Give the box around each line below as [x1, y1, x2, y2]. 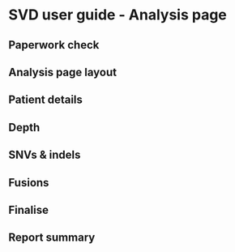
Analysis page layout [8, 65, 117, 79]
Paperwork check [8, 38, 100, 52]
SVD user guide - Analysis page [8, 6, 227, 24]
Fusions [8, 176, 49, 190]
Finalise [8, 203, 49, 216]
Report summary [8, 231, 96, 245]
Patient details [8, 93, 83, 107]
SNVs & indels [8, 148, 81, 162]
